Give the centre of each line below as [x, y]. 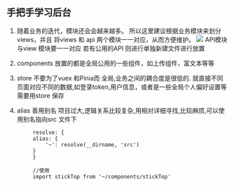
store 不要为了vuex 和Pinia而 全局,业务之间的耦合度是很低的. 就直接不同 [120, 78]
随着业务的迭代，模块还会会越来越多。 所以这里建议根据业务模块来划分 [119, 31]
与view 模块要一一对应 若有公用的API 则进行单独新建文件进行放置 [111, 48]
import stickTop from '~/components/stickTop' [102, 176]
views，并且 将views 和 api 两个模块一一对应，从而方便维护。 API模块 [122, 39]
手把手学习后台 [39, 13]
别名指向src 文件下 [50, 119]
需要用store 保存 [40, 95]
